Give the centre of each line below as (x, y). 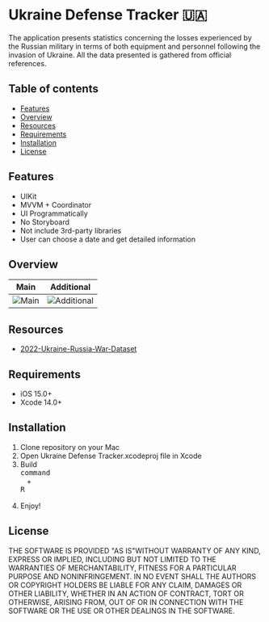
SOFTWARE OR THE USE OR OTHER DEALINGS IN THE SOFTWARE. (122, 611)
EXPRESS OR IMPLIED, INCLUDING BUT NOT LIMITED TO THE (112, 559)
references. (27, 63)
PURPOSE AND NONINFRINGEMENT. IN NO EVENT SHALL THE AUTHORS (132, 576)
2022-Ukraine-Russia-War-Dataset (78, 349)
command (35, 473)
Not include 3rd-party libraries (71, 230)
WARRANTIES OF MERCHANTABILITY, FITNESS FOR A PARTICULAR (122, 568)
